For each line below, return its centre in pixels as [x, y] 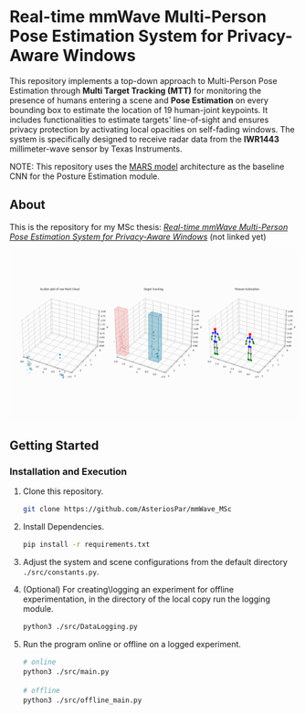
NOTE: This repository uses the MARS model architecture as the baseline [147, 166]
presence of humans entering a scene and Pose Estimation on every [139, 100]
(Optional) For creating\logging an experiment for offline [128, 589]
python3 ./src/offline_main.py [82, 700]
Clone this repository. [63, 491]
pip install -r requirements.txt [86, 545]
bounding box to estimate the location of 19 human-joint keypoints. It [139, 110]
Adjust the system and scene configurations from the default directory [155, 562]
